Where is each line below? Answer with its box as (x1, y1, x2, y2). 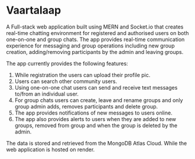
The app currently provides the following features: (6, 60, 128, 67)
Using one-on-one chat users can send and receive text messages (14, 84, 178, 91)
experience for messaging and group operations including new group (6, 42, 175, 49)
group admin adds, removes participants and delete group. (14, 103, 158, 110)
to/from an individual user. (14, 90, 79, 97)
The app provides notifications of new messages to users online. (14, 109, 173, 116)
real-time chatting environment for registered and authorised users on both (6, 29, 189, 36)
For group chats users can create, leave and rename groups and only (14, 96, 183, 104)
